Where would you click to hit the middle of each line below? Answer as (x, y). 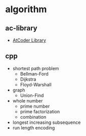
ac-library (21, 28)
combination (33, 117)
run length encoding (34, 127)
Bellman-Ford (34, 74)
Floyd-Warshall (36, 84)
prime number (35, 106)
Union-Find (32, 95)
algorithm (26, 9)
